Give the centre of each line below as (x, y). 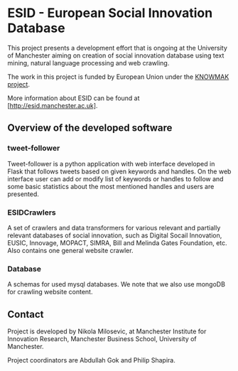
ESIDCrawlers (32, 213)
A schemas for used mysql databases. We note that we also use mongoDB (117, 284)
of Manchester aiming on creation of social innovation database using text (116, 55)
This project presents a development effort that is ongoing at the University (117, 48)
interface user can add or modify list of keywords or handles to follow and (115, 178)
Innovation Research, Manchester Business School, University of (102, 339)
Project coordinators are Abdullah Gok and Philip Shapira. (91, 360)
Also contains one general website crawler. (70, 250)
